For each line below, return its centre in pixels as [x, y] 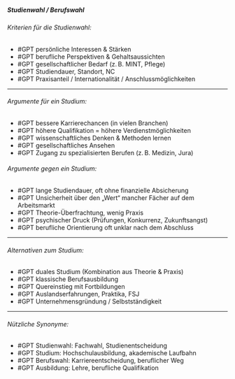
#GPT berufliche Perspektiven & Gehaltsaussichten [91, 57]
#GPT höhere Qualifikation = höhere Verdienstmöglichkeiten [104, 130]
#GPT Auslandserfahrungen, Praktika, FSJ [78, 294]
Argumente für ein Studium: [47, 101]
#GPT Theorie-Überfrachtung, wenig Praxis [80, 213]
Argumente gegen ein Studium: [52, 169]
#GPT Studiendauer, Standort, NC [66, 71]
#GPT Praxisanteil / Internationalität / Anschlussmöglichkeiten [106, 79]
